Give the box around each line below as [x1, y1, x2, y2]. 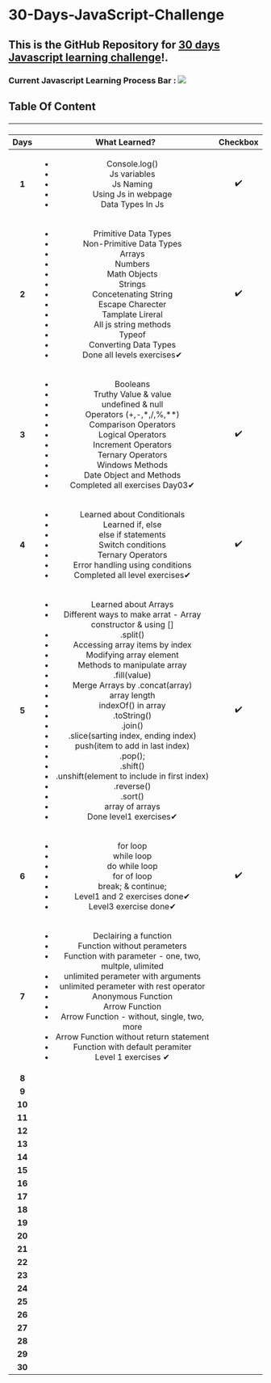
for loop [117, 840, 148, 851]
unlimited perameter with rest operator [59, 980, 206, 992]
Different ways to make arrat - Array [63, 609, 202, 620]
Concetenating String [91, 289, 173, 300]
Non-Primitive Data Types [82, 238, 182, 249]
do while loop [106, 860, 158, 871]
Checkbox [219, 136, 259, 147]
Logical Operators [98, 428, 167, 440]
